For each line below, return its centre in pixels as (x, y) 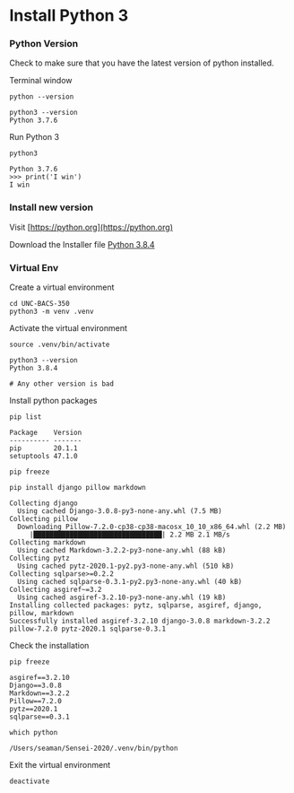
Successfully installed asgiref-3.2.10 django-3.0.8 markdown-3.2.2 (140, 621)
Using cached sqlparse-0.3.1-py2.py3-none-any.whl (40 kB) (130, 582)
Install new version (52, 207)
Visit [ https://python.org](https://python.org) (91, 227)
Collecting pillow (43, 519)
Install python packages (53, 401)
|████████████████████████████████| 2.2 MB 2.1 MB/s (130, 535)
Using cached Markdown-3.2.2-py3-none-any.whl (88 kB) (122, 551)
